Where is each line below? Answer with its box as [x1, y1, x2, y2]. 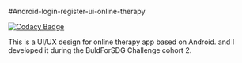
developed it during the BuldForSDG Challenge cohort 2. [8, 46, 192, 54]
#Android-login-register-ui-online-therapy [8, 7, 146, 16]
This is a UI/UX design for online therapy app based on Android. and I [8, 37, 235, 46]
